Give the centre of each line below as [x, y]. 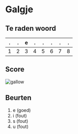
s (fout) [20, 121]
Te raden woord [31, 28]
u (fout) [21, 126]
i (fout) [20, 116]
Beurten [18, 98]
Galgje [19, 9]
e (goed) [22, 110]
